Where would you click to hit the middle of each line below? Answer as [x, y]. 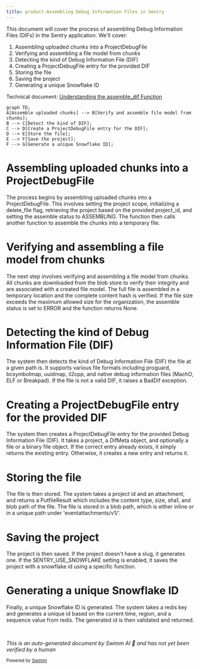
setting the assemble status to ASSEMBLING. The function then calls [91, 216]
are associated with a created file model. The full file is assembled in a [93, 289]
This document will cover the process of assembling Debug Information [94, 29]
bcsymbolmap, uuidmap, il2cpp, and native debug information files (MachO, [100, 374]
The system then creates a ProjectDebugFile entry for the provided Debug [98, 434]
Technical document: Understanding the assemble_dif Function [84, 96]
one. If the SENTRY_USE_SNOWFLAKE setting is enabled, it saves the [92, 560]
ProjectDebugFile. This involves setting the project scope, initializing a [93, 204]
